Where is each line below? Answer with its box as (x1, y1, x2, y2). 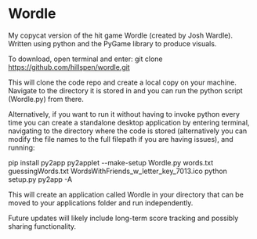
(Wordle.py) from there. (8, 94, 85, 103)
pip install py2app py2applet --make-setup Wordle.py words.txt (8, 158, 214, 167)
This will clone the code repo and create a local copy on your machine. (8, 78, 237, 87)
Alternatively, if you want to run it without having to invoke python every (8, 109, 241, 118)
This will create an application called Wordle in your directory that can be (8, 190, 244, 199)
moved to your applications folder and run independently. (8, 197, 194, 208)
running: (8, 143, 35, 152)
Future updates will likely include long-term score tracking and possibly (8, 213, 239, 223)
